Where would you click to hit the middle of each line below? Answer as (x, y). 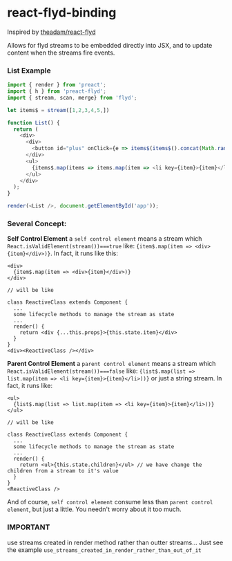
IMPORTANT (29, 527)
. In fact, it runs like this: (85, 253)
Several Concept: (37, 224)
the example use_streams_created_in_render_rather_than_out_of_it (104, 550)
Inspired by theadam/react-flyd (51, 32)
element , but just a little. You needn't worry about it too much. (94, 509)
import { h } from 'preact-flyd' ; (57, 91)
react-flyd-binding (62, 13)
